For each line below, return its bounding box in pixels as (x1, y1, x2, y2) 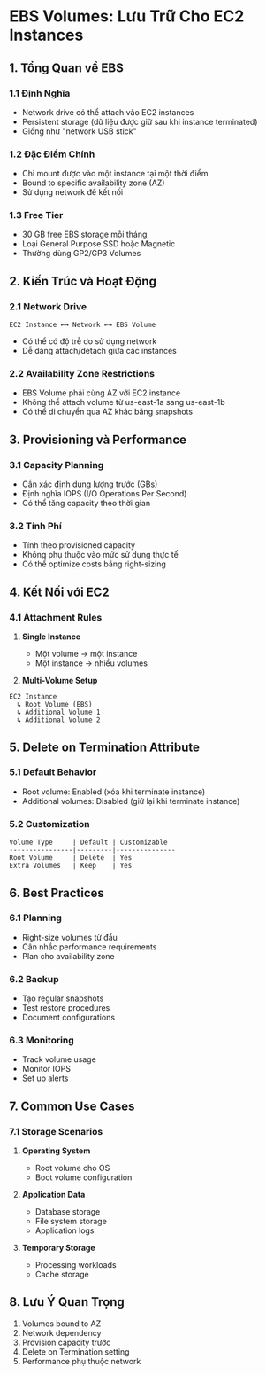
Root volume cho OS (34, 1163, 110, 1174)
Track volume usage (21, 1054, 97, 1065)
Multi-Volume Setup (21, 676, 98, 686)
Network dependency (21, 1327, 102, 1338)
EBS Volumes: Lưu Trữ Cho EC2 (9, 6, 245, 27)
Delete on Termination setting (21, 1346, 130, 1357)
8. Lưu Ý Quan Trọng (9, 1294, 125, 1309)
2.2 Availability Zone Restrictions (9, 368, 155, 380)
